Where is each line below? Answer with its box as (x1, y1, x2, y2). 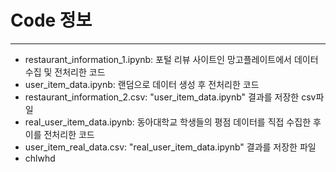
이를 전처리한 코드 (24, 128, 95, 140)
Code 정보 (10, 9, 93, 32)
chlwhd (24, 152, 56, 164)
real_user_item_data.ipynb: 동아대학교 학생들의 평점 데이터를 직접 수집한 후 (24, 116, 322, 128)
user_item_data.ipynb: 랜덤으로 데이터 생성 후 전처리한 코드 (24, 78, 260, 90)
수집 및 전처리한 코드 (24, 66, 106, 78)
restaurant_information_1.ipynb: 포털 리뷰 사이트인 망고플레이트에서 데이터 (24, 53, 319, 65)
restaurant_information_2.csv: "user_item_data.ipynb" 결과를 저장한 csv (24, 91, 317, 103)
